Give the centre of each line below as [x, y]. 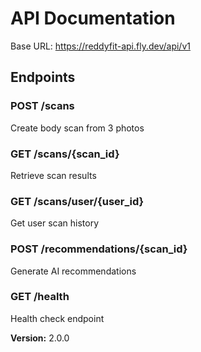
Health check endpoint [57, 318]
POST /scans [42, 106]
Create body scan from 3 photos [77, 128]
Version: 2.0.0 [40, 338]
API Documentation [93, 18]
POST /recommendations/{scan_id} [99, 249]
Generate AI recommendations [73, 271]
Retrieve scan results [53, 175]
